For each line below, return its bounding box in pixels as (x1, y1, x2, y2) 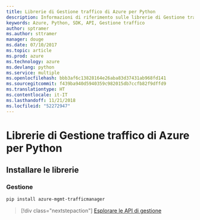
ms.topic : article (6, 48, 52, 54)
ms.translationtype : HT (6, 86, 65, 92)
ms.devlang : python (6, 64, 55, 70)
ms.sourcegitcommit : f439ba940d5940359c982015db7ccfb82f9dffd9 (6, 81, 167, 87)
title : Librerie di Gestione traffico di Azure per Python (6, 8, 156, 15)
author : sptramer (6, 25, 49, 32)
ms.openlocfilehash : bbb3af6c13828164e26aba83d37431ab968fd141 (6, 75, 167, 81)
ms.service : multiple (6, 70, 60, 76)
